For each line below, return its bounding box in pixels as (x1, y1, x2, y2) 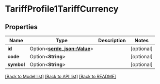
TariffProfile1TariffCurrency (5, 3, 119, 15)
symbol (7, 61, 25, 67)
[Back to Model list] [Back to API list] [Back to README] (5, 74, 116, 79)
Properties (5, 23, 38, 31)
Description (98, 37, 126, 44)
